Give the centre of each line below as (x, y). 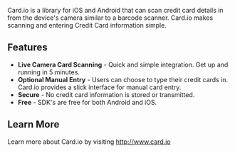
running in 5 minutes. (49, 72)
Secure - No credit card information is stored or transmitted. (106, 94)
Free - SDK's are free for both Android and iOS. (87, 102)
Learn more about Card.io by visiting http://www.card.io (89, 142)
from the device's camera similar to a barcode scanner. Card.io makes (110, 18)
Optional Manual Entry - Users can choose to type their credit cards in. (123, 79)
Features (27, 48)
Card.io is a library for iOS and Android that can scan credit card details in (115, 10)
